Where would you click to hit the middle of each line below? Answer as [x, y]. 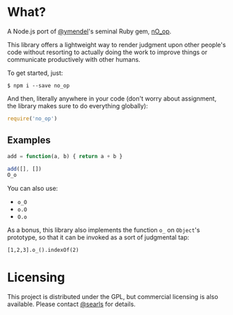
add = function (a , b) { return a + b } [65, 156]
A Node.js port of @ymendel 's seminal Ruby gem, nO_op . [89, 31]
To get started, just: [35, 73]
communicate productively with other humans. [74, 59]
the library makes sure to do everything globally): [78, 105]
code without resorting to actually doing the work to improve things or [107, 52]
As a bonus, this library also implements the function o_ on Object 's [104, 230]
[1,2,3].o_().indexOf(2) [43, 250]
